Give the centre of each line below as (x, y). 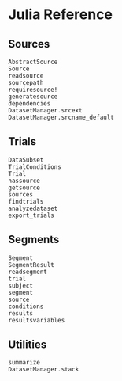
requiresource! (33, 90)
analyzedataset (33, 208)
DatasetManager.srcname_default (61, 117)
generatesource (33, 97)
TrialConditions (35, 167)
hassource (24, 181)
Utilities (28, 345)
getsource (24, 188)
